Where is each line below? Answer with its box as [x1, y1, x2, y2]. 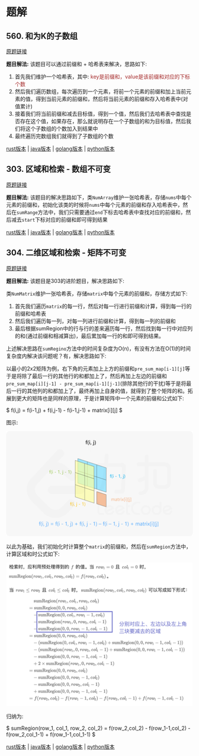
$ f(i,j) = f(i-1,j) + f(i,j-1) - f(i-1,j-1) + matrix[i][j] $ [6, 407, 123, 414]
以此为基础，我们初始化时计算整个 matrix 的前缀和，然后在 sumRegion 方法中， [6, 543, 191, 550]
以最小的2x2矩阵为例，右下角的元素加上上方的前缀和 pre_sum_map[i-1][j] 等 [6, 365, 191, 372]
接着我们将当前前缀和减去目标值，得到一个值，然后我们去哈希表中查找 [14, 111, 187, 117]
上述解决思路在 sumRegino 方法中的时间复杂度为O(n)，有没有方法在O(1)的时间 [6, 345, 191, 352]
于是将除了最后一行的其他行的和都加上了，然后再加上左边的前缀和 [6, 372, 167, 379]
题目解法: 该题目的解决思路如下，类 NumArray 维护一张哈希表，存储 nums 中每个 [6, 194, 192, 201]
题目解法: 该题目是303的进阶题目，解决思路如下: [6, 277, 124, 284]
